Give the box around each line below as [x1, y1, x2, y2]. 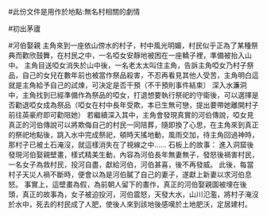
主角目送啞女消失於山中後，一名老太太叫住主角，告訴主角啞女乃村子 [23, 60, 247, 70]
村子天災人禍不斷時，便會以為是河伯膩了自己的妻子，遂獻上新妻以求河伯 [8, 170, 245, 179]
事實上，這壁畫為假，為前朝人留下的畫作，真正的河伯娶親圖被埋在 [23, 179, 240, 189]
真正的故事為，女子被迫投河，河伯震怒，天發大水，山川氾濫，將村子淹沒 [21, 190, 259, 199]
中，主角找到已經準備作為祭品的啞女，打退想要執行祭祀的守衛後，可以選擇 [8, 91, 252, 99]
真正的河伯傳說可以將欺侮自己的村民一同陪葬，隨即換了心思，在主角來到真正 [8, 120, 259, 129]
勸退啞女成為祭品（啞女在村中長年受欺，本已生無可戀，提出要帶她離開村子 [14, 100, 259, 110]
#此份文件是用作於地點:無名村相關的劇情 [8, 7, 141, 16]
